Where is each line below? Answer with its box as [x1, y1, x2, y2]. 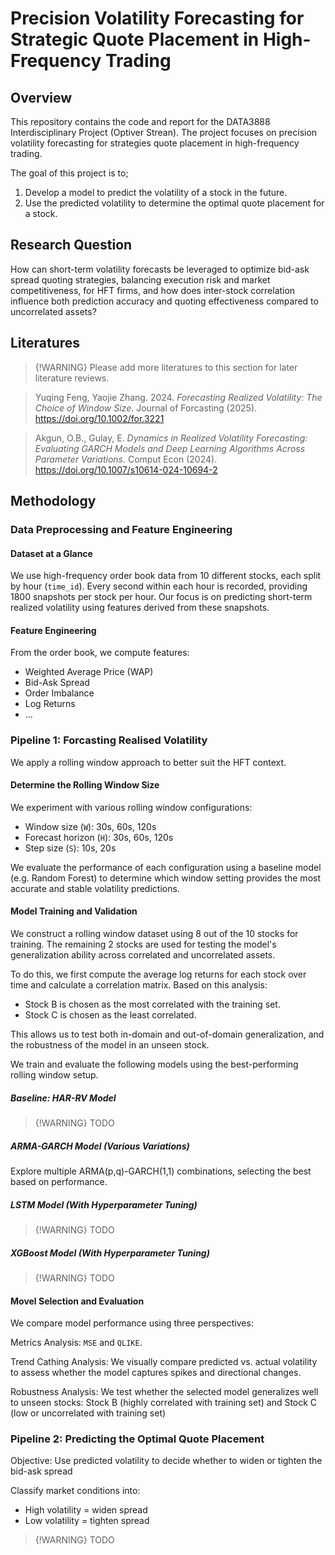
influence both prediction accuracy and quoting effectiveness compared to [10, 295, 319, 307]
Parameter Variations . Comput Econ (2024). [34, 453, 218, 465]
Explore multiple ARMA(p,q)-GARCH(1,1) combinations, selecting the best [10, 1165, 312, 1177]
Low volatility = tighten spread [24, 1515, 150, 1527]
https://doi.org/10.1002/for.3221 [34, 412, 165, 424]
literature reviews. [34, 372, 110, 384]
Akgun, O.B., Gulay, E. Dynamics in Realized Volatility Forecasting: [34, 432, 308, 444]
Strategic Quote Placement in [10, 28, 260, 51]
